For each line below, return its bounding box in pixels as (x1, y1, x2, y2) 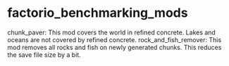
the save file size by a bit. (7, 51, 81, 59)
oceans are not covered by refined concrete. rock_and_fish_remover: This (7, 35, 222, 44)
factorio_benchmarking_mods (7, 5, 188, 21)
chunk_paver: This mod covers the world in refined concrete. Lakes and (7, 28, 216, 37)
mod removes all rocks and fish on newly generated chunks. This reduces (7, 43, 222, 51)
